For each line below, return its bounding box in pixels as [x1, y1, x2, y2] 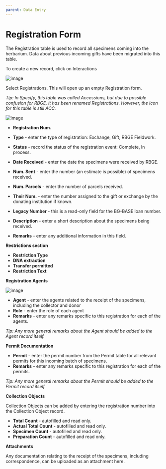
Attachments [5, 443, 34, 449]
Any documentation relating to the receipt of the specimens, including [5, 453, 149, 459]
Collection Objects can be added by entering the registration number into [5, 403, 156, 409]
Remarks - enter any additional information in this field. [12, 233, 126, 238]
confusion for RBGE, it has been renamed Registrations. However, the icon [5, 100, 158, 106]
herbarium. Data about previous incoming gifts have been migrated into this [5, 50, 161, 56]
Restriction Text [12, 268, 47, 274]
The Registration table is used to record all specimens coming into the [5, 45, 149, 51]
